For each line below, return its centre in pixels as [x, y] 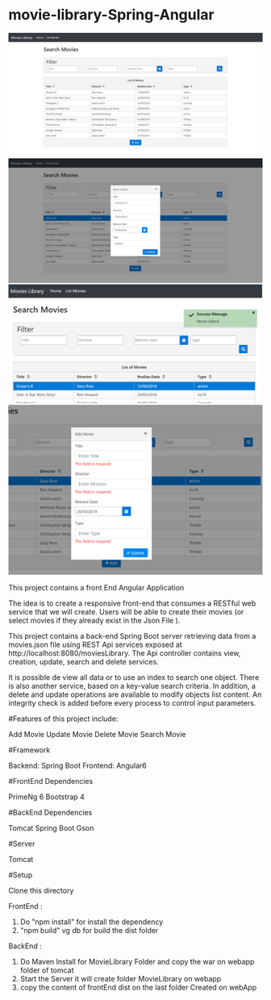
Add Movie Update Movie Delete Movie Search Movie [98, 734]
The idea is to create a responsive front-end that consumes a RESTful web [132, 603]
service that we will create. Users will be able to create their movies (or [126, 611]
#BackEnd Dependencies [50, 812]
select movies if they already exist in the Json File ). [94, 620]
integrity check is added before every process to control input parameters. [132, 702]
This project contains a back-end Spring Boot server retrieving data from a [132, 635]
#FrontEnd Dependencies [51, 781]
